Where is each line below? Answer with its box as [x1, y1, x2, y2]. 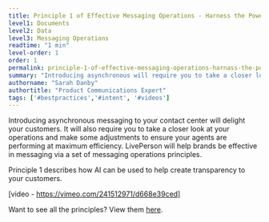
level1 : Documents [8, 19, 70, 27]
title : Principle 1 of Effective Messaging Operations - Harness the [8, 11, 246, 20]
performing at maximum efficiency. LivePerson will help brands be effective [8, 141, 258, 151]
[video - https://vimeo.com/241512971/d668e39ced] [8, 189, 181, 199]
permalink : [8, 64, 45, 72]
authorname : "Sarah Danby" [8, 79, 98, 87]
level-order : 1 [8, 49, 59, 57]
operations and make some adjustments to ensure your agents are [8, 133, 227, 143]
